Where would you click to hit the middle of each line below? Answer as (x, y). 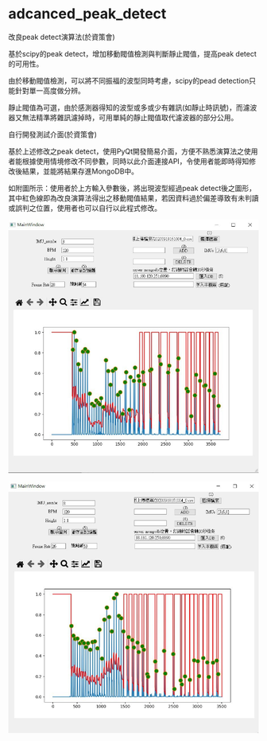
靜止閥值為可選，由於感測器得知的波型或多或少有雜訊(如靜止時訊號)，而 (126, 107)
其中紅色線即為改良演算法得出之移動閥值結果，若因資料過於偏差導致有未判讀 (133, 198)
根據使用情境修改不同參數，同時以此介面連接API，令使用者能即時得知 (135, 161)
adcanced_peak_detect (87, 14)
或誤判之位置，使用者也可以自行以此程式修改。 (85, 208)
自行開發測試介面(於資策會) (53, 134)
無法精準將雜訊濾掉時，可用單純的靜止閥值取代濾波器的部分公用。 (130, 117)
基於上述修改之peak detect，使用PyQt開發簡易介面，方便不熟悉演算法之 (126, 151)
